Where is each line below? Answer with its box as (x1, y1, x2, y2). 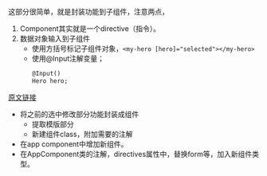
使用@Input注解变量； (31, 54, 105, 63)
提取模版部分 (31, 119, 74, 129)
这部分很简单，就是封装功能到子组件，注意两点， (8, 7, 169, 16)
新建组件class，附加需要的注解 (31, 129, 133, 139)
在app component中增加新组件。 (19, 139, 128, 149)
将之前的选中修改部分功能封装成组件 (19, 109, 139, 119)
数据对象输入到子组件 (19, 34, 90, 43)
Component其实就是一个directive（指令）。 (19, 24, 161, 33)
